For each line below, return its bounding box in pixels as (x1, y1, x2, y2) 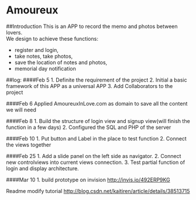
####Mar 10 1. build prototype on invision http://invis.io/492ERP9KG (6, 176, 171, 183)
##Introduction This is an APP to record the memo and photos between (6, 23, 178, 30)
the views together (6, 141, 51, 148)
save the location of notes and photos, (14, 59, 108, 66)
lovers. (6, 29, 22, 36)
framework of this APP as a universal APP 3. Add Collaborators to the (6, 82, 173, 89)
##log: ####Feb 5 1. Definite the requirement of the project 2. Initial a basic (6, 76, 187, 83)
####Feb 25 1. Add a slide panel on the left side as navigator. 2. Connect (6, 152, 181, 159)
